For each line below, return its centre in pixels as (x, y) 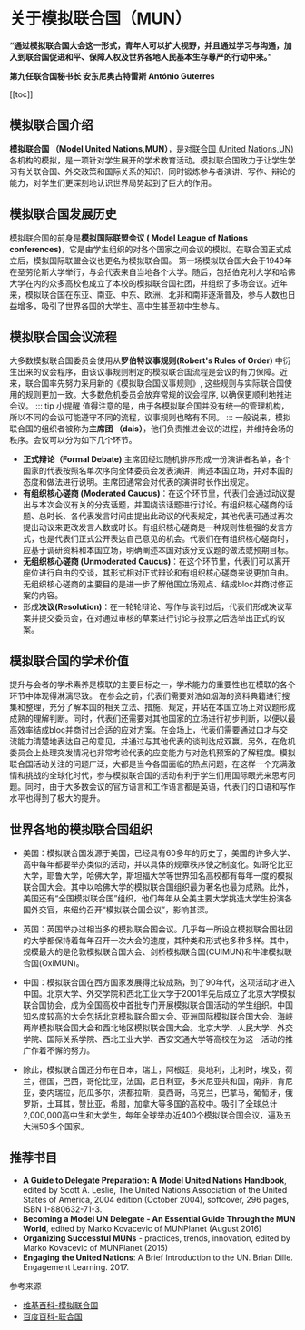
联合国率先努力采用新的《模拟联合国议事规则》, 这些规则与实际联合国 (154, 383)
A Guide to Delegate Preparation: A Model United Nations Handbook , (155, 1180)
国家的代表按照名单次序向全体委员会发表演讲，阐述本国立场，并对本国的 (157, 471)
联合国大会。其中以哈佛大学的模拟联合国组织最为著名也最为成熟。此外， (157, 887)
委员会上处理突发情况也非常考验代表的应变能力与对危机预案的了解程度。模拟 (152, 753)
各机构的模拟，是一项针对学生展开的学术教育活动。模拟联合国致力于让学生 (148, 160)
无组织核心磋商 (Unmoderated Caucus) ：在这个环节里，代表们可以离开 (156, 562)
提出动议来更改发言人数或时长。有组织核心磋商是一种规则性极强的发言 (154, 527)
